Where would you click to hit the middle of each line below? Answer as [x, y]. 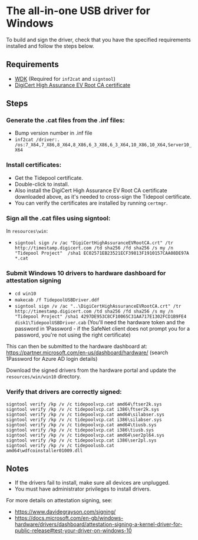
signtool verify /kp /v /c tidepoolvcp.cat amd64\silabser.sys [85, 414]
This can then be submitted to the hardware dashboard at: [77, 347]
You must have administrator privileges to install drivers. [83, 489]
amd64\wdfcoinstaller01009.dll [44, 450]
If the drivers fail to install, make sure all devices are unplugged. [92, 483]
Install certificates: [34, 165]
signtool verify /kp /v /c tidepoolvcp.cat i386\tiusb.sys [80, 430]
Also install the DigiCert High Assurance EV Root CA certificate [91, 190]
